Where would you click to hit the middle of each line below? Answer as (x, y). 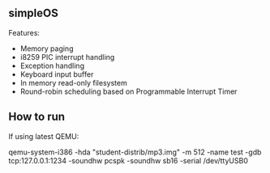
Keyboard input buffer (57, 74)
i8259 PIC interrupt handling (67, 57)
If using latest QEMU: (44, 136)
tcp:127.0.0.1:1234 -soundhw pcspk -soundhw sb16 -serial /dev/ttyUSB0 (129, 160)
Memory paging (47, 49)
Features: (24, 32)
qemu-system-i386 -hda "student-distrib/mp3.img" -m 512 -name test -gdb (135, 152)
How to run (37, 117)
